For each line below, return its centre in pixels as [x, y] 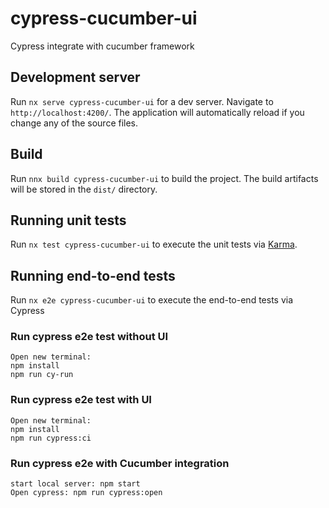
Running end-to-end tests [93, 275]
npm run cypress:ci [51, 438]
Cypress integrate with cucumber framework [102, 46]
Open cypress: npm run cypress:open [86, 493]
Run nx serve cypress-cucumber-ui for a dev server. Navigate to [142, 101]
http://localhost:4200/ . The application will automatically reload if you [157, 112]
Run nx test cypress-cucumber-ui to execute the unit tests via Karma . [154, 244]
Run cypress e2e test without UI [89, 337]
